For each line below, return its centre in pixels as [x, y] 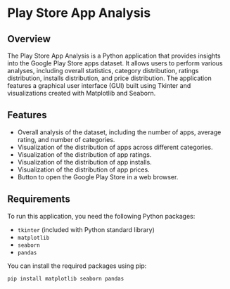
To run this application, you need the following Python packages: [101, 216]
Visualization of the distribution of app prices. [83, 169]
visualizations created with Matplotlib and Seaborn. [82, 93]
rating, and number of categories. [66, 139]
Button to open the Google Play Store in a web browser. [98, 176]
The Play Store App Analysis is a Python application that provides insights [114, 56]
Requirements [39, 199]
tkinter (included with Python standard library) [86, 229]
